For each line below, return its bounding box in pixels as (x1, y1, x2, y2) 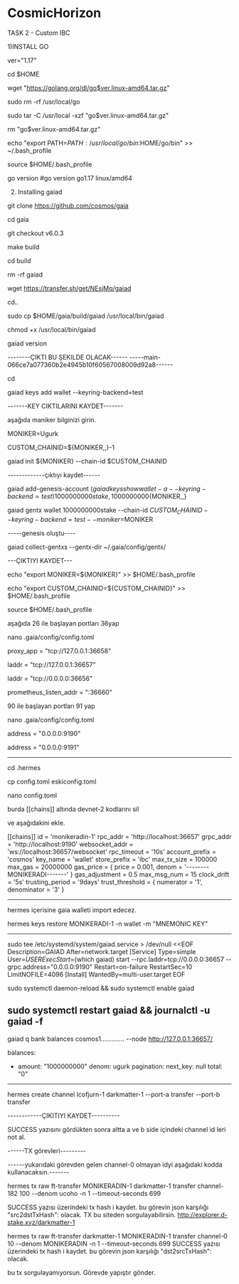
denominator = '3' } (7, 885, 65, 894)
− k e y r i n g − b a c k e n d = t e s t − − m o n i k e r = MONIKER (7, 515, 154, 523)
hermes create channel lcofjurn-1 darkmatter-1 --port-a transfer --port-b (7, 1090, 221, 1098)
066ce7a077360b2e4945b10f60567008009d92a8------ (7, 360, 174, 369)
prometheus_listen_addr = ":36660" (7, 688, 112, 696)
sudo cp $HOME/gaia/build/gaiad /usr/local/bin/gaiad (7, 311, 164, 320)
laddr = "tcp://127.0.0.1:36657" (7, 660, 96, 669)
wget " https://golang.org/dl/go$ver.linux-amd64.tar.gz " (7, 83, 170, 92)
